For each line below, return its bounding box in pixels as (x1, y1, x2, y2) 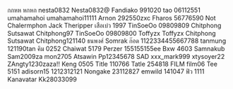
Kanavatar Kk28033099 (7, 75, 78, 83)
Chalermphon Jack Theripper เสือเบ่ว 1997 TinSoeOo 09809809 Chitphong (7, 21, 222, 29)
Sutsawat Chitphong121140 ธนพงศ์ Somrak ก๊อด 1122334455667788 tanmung (7, 36, 227, 45)
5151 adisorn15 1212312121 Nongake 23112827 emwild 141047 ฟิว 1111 (7, 67, 205, 76)
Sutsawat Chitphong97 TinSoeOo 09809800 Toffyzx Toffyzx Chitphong (7, 29, 217, 37)
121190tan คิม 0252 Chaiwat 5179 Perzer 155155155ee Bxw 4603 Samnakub (7, 45, 225, 53)
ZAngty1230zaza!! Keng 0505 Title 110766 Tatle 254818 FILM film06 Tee (7, 60, 217, 68)
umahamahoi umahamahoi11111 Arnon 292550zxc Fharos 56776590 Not (7, 14, 217, 22)
